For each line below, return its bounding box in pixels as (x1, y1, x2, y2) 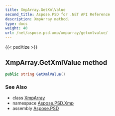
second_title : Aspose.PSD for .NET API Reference (5, 12, 111, 17)
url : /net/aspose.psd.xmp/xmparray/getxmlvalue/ (5, 30, 108, 35)
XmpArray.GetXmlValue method (5, 58, 108, 67)
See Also (5, 83, 27, 90)
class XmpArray (12, 95, 45, 101)
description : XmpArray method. (5, 16, 70, 21)
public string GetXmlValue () (5, 72, 66, 77)
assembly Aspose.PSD (12, 105, 59, 111)
